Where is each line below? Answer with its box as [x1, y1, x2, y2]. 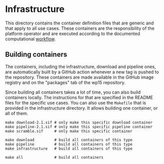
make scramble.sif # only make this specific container [5, 129, 133, 134]
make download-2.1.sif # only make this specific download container [5, 120, 153, 125]
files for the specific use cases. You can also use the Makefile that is [5, 100, 146, 106]
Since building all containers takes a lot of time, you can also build [5, 89, 141, 95]
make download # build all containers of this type [5, 137, 133, 143]
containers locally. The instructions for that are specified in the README [5, 94, 154, 100]
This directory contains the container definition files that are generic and [5, 20, 154, 26]
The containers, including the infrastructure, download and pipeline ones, [5, 63, 156, 69]
